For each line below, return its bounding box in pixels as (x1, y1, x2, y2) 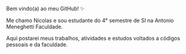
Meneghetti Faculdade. (6, 23, 63, 30)
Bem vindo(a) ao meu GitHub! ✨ (6, 5, 85, 12)
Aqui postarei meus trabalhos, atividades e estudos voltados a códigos (6, 35, 181, 42)
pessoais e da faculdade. (6, 41, 68, 48)
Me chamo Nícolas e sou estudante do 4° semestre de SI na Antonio (6, 17, 174, 24)
